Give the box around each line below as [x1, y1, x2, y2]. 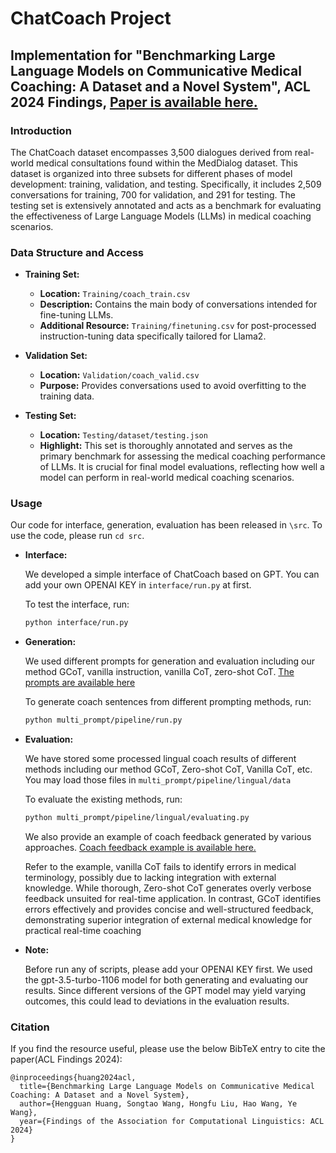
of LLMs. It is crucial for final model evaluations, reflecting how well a [39, 461, 325, 473]
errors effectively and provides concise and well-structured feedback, [24, 903, 314, 916]
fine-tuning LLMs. [39, 309, 114, 321]
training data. [39, 390, 95, 402]
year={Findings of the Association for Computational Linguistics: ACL [19, 1117, 325, 1127]
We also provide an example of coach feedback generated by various [24, 831, 312, 843]
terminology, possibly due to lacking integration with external [24, 872, 277, 884]
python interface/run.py [24, 618, 129, 628]
